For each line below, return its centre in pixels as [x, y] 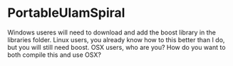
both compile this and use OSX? [55, 55]
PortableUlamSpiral [66, 13]
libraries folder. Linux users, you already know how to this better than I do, [116, 39]
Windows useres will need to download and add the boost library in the [112, 32]
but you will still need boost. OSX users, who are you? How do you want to [116, 47]
